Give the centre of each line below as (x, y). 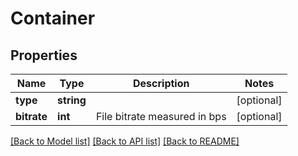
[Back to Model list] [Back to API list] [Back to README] (125, 141)
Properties (44, 55)
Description (161, 83)
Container (53, 18)
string (72, 100)
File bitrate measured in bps (161, 116)
